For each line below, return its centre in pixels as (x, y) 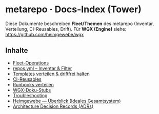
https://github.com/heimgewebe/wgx (45, 34)
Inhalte (17, 50)
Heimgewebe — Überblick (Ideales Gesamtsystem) (67, 101)
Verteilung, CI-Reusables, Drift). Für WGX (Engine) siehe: (66, 29)
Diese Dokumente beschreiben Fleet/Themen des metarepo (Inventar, (80, 24)
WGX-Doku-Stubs (32, 90)
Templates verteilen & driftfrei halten (51, 74)
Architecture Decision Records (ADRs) (53, 106)
